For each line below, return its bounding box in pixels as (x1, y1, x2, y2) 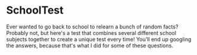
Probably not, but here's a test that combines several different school (6, 29, 177, 36)
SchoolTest (6, 4, 64, 17)
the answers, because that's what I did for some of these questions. (6, 42, 174, 49)
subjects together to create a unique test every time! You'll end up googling (6, 35, 192, 43)
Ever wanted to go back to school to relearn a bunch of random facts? (6, 23, 178, 30)
